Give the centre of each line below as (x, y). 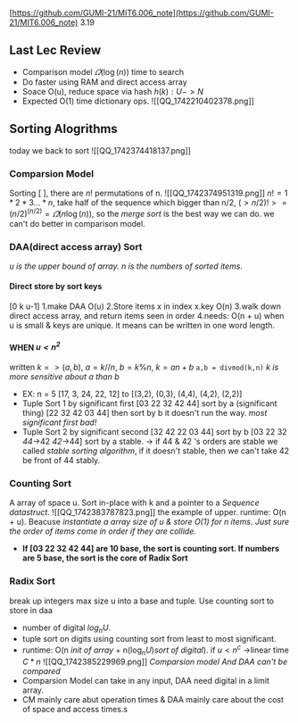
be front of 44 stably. (61, 460)
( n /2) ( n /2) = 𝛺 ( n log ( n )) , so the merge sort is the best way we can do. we (142, 212)
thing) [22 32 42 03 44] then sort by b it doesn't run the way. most (145, 412)
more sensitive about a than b (64, 376)
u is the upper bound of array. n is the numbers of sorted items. (126, 266)
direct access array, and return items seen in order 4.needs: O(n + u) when (147, 316)
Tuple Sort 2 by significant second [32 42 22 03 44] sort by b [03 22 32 (154, 431)
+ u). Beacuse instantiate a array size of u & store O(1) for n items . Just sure (149, 522)
